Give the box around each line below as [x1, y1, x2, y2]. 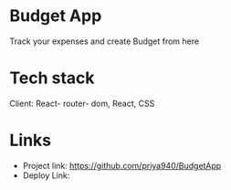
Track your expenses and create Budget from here [9, 36, 199, 47]
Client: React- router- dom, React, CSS [9, 98, 155, 109]
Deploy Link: [22, 170, 70, 181]
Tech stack [9, 68, 95, 89]
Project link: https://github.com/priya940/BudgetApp [22, 160, 222, 171]
